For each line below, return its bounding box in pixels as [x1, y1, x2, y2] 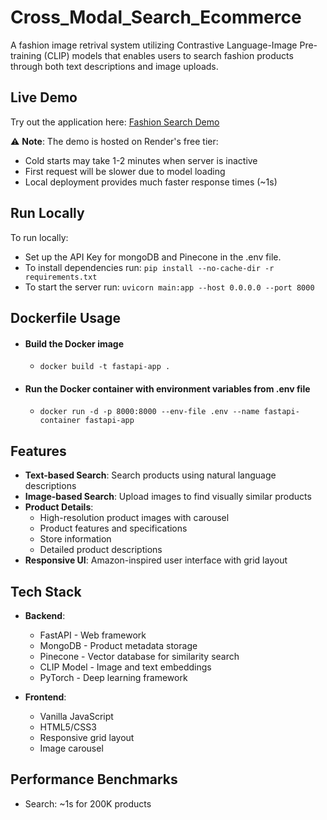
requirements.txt [24, 272, 98, 282]
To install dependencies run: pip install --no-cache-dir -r [24, 261, 275, 273]
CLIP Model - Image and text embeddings [39, 661, 212, 673]
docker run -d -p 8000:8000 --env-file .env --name [39, 407, 260, 417]
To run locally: [10, 231, 69, 243]
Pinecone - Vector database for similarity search [39, 650, 240, 662]
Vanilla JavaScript [39, 710, 114, 722]
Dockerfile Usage [10, 309, 122, 326]
